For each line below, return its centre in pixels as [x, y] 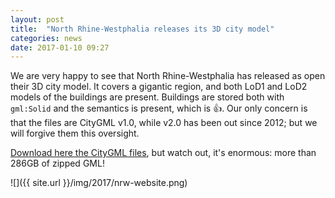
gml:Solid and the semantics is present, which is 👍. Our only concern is [159, 108]
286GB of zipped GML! [57, 163]
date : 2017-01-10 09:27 [60, 47]
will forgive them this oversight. [75, 133]
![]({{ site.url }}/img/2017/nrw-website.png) [99, 183]
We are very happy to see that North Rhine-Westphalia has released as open [168, 76]
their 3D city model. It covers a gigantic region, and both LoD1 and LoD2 [159, 87]
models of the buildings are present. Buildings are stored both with [147, 97]
